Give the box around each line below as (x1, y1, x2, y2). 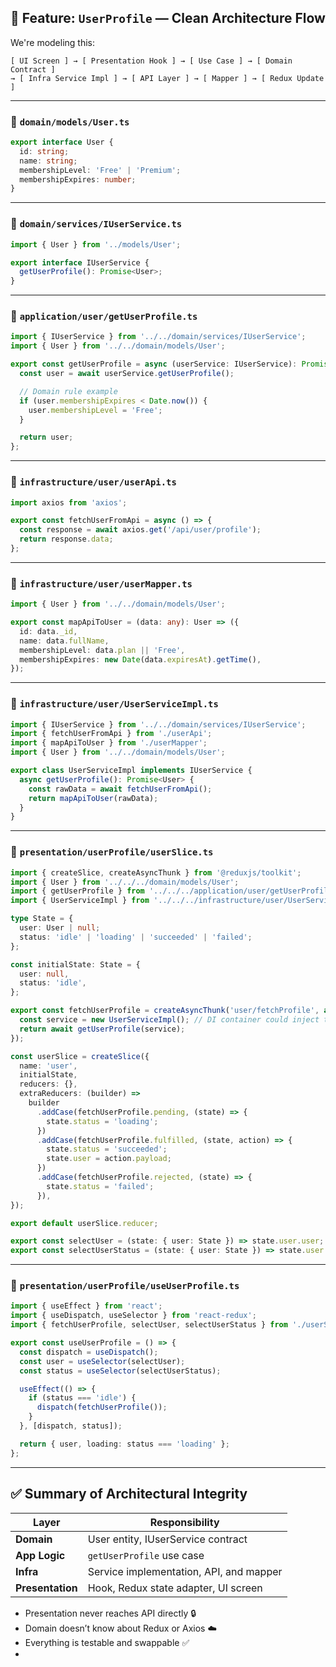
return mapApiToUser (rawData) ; (28, 793, 159, 803)
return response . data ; (19, 534, 114, 545)
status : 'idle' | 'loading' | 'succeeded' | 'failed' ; (19, 932, 253, 942)
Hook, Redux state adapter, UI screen (87, 1581, 263, 1595)
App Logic (15, 1548, 66, 1562)
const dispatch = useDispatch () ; (19, 1347, 159, 1357)
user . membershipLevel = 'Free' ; (28, 405, 163, 415)
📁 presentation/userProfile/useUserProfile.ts (10, 1279, 240, 1293)
